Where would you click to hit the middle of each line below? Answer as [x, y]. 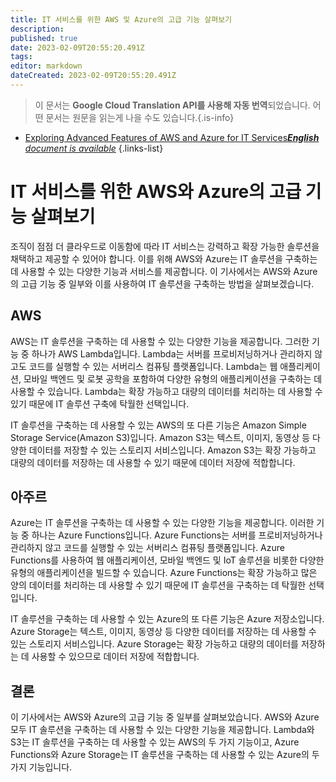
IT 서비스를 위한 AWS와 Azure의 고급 [156, 192]
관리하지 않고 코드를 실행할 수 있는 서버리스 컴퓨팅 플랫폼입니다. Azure [147, 548]
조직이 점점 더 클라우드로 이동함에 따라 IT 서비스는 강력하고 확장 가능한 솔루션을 [165, 246]
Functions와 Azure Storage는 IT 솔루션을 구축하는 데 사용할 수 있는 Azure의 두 [165, 755]
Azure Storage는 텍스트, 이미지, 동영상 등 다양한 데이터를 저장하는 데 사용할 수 [163, 632]
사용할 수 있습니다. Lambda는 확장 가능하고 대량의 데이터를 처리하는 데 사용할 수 [166, 391]
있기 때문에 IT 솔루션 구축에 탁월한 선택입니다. [100, 403]
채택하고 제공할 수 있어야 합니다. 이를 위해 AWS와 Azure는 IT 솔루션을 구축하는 [164, 258]
